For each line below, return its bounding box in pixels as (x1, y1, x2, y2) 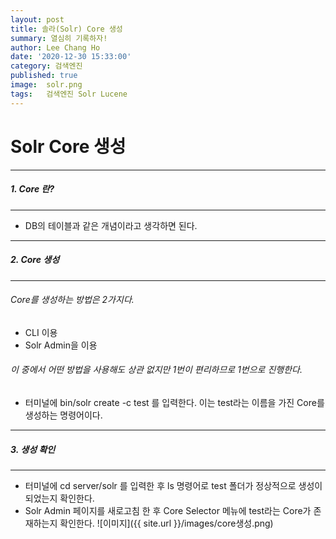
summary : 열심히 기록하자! (10, 33, 108, 43)
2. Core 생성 (10, 254, 60, 266)
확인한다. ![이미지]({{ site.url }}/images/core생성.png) (59, 517, 274, 529)
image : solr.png (10, 80, 83, 90)
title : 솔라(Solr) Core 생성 (10, 24, 123, 34)
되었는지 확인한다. (24, 492, 95, 504)
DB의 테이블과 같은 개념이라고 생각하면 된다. (24, 219, 198, 231)
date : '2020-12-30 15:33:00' (10, 52, 132, 62)
